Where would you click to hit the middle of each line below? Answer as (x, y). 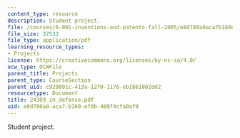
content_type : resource (43, 14)
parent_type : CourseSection (49, 80)
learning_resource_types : (46, 47)
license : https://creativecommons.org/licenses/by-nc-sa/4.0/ (102, 60)
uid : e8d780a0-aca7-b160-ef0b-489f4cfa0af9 (73, 107)
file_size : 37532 (33, 34)
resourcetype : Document (43, 93)
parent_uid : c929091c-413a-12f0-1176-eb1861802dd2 (84, 87)
